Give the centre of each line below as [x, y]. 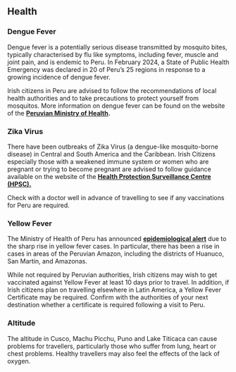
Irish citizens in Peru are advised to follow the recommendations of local [112, 90]
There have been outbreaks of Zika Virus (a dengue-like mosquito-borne [113, 147]
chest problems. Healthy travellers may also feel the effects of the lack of [114, 353]
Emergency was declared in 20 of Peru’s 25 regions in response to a [106, 69]
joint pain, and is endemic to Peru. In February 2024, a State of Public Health [118, 62]
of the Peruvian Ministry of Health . [59, 113]
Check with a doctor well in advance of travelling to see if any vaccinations [116, 197]
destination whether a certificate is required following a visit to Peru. [106, 305]
